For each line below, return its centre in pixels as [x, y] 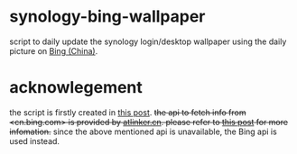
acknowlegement [76, 88]
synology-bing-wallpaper [107, 17]
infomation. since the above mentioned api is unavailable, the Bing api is [143, 131]
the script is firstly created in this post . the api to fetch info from [128, 112]
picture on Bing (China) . [54, 50]
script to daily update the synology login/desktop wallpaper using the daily [148, 41]
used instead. [35, 140]
